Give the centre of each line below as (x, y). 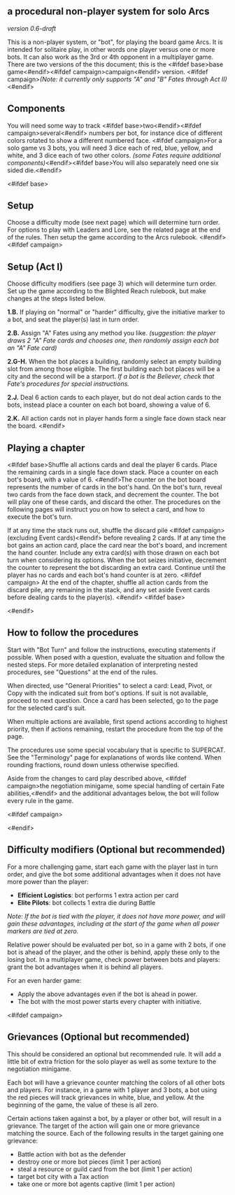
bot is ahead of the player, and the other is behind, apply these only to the (114, 952)
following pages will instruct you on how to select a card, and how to (106, 510)
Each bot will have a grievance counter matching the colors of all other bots (116, 1082)
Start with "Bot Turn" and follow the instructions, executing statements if (112, 650)
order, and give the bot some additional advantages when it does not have (114, 874)
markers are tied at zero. (43, 931)
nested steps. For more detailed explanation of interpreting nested (102, 664)
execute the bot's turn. (40, 517)
